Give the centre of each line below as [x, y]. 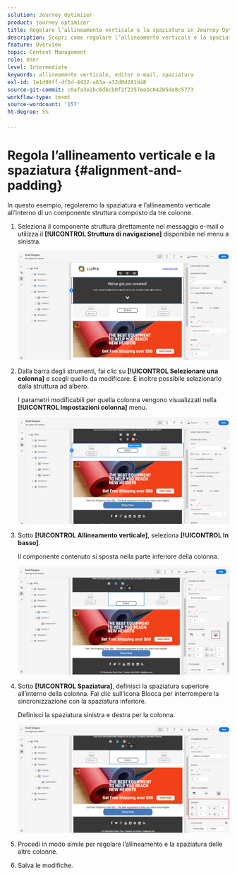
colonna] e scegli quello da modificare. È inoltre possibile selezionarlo [120, 378]
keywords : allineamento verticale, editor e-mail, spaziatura [101, 74]
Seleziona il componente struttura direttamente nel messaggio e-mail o [121, 226]
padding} [35, 186]
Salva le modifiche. [45, 865]
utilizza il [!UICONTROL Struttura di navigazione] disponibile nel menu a [123, 234]
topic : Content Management [47, 52]
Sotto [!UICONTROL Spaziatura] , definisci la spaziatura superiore [113, 686]
